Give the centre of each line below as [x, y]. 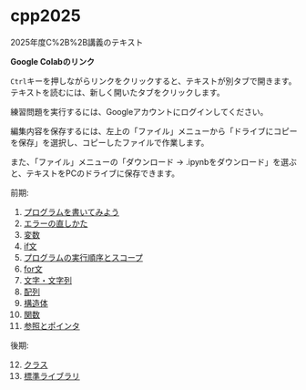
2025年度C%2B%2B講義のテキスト [77, 42]
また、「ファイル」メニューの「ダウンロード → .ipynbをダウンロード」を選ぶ [153, 161]
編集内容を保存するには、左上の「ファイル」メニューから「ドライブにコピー [154, 131]
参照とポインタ [51, 325]
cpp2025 [46, 16]
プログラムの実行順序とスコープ [83, 257]
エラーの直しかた [56, 223]
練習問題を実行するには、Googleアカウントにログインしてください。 [139, 111]
